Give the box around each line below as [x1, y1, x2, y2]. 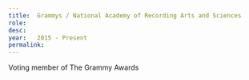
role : [8, 19, 26, 27]
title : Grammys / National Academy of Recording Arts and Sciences [8, 11, 242, 20]
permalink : [8, 41, 45, 49]
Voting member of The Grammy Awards [8, 63, 139, 72]
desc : [8, 26, 26, 34]
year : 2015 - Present [8, 33, 88, 42]
